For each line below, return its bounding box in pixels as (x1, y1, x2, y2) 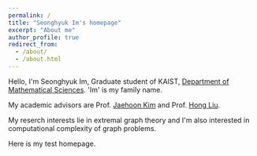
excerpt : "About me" (8, 26, 76, 34)
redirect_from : (8, 41, 58, 49)
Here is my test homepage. (8, 139, 96, 148)
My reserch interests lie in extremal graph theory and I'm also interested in (8, 115, 250, 125)
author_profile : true (8, 33, 80, 42)
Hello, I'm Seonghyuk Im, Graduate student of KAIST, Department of (8, 76, 230, 86)
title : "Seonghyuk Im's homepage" (8, 19, 122, 27)
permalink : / (8, 11, 51, 20)
